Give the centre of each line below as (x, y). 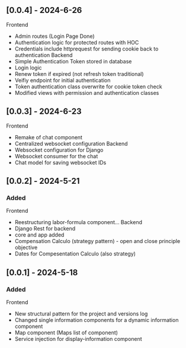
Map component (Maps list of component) (66, 333)
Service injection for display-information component (78, 339)
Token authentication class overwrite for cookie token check (88, 87)
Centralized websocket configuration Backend (71, 143)
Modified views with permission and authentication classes (87, 92)
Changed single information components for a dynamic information (97, 320)
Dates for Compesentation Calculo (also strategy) (75, 254)
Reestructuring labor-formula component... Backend (78, 222)
